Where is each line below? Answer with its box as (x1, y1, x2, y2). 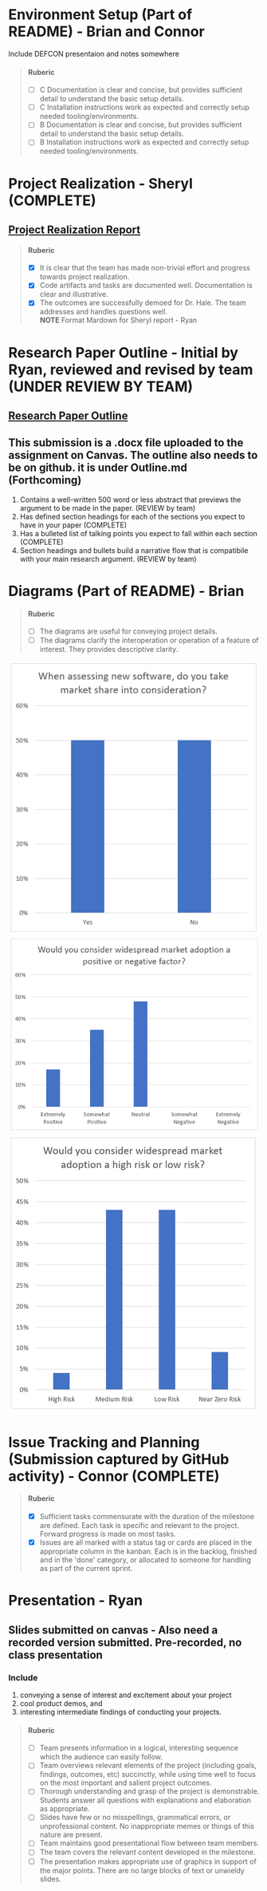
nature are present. (39, 1830, 103, 1840)
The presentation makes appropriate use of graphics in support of (39, 1857, 257, 1866)
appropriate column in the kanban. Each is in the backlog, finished (39, 1546, 257, 1557)
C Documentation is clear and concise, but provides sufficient (39, 85, 243, 95)
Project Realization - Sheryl (8, 174, 193, 192)
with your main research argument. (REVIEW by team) (19, 554, 197, 563)
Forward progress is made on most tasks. (39, 1530, 177, 1539)
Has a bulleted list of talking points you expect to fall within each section (19, 528, 257, 538)
